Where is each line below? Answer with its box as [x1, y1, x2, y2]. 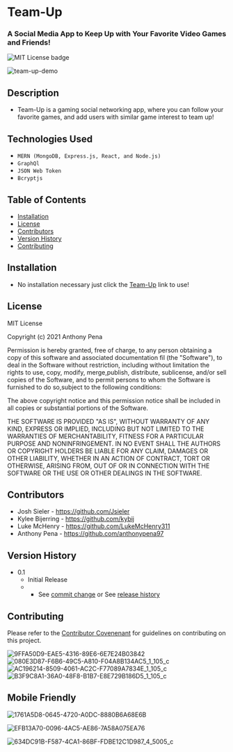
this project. [7, 636, 42, 644]
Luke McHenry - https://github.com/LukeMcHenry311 [17, 522, 170, 530]
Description [7, 87, 59, 99]
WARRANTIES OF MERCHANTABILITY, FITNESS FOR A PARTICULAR [7, 432, 204, 440]
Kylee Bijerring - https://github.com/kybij [17, 515, 134, 523]
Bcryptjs [17, 175, 43, 182]
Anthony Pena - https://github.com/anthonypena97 [17, 530, 164, 538]
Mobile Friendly [7, 692, 77, 704]
